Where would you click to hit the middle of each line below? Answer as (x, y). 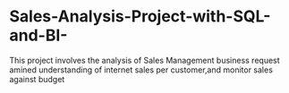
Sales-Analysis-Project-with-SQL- (140, 17)
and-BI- (38, 35)
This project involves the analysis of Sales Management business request (144, 60)
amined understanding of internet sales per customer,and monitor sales (141, 70)
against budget (37, 79)
